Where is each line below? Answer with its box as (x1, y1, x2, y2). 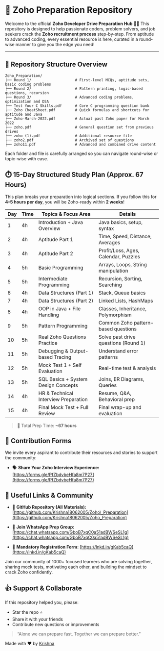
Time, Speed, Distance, (98, 233, 152, 240)
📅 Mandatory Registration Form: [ (12, 544, 82, 550)
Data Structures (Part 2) (38, 297, 94, 304)
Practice (38, 339, 58, 346)
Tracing (54, 353, 72, 360)
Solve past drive (98, 333, 136, 340)
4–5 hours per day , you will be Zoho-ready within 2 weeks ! (5, 199, 124, 205)
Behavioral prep (98, 396, 135, 402)
